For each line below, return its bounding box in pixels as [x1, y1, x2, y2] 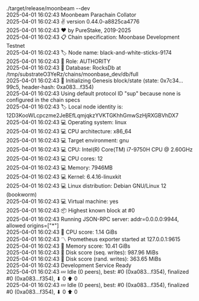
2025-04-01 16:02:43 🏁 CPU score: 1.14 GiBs [6, 228, 118, 236]
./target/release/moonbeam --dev [6, 5, 90, 12]
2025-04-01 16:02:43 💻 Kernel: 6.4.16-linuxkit [6, 173, 122, 180]
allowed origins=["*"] [6, 222, 59, 229]
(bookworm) [6, 191, 37, 198]
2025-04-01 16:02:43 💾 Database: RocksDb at [6, 64, 121, 71]
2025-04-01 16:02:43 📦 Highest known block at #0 [6, 207, 135, 214]
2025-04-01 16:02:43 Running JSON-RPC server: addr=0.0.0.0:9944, [6, 216, 179, 222]
